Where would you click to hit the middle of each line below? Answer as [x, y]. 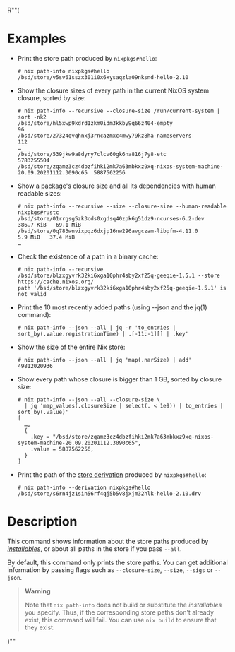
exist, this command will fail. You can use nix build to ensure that [120, 620]
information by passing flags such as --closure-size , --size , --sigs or [110, 570]
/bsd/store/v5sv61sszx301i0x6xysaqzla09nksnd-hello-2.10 [103, 77]
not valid [32, 294]
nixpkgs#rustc [38, 212]
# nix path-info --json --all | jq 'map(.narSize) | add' [104, 360]
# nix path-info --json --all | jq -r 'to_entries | [97, 328]
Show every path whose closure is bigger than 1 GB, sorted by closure [120, 379]
